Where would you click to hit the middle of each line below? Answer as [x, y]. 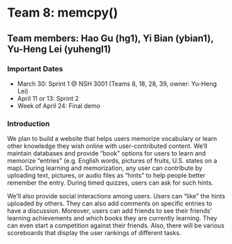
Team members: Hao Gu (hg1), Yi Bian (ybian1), [110, 38]
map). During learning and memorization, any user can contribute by [105, 168]
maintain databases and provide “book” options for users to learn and [107, 153]
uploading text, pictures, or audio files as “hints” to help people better [106, 176]
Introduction [28, 124]
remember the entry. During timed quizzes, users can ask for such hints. [110, 183]
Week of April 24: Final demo [59, 106]
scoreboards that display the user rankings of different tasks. [94, 233]
